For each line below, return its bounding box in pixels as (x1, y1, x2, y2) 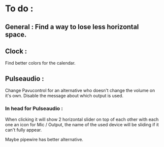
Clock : (5, 47, 27, 55)
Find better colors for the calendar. (5, 60, 76, 66)
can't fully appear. (5, 127, 42, 133)
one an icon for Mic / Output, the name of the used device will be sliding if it (5, 121, 159, 127)
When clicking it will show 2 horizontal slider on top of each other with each (5, 116, 159, 122)
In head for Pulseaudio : (5, 105, 63, 112)
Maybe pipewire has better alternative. (5, 136, 84, 142)
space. (5, 30, 27, 38)
